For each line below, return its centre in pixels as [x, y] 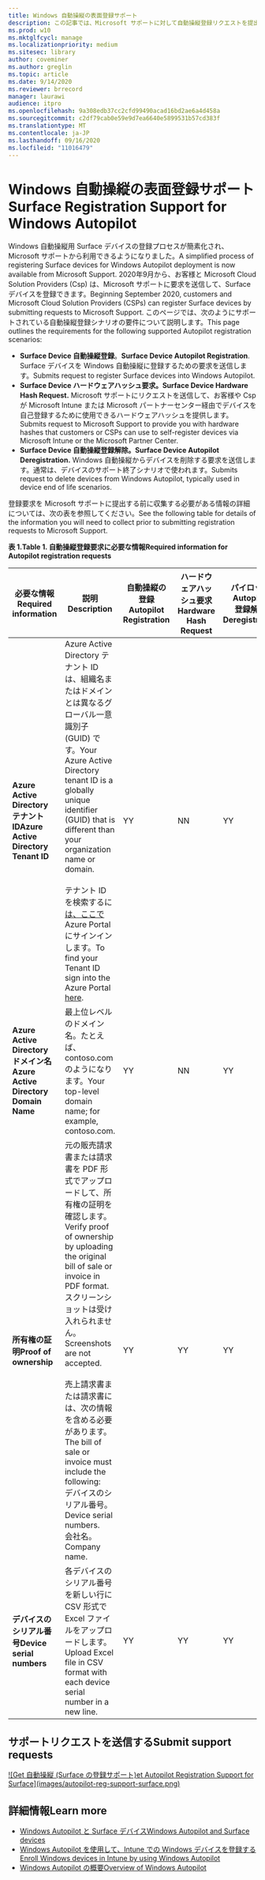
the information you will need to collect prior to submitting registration [121, 522]
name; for [82, 1111]
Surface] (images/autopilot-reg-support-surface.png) [94, 1784]
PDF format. [86, 1287]
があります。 [88, 1432]
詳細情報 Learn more [58, 1810]
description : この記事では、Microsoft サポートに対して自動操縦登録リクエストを [128, 23]
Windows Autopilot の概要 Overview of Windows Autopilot [113, 1867]
